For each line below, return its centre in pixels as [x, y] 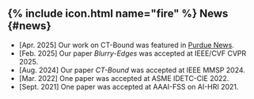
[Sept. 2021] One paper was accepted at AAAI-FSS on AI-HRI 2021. [129, 86]
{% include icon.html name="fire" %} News [118, 14]
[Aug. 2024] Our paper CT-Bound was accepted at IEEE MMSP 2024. [132, 70]
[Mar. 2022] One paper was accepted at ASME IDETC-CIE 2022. [124, 78]
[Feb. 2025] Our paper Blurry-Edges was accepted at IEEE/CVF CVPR [133, 53]
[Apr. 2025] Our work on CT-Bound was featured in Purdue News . [126, 45]
